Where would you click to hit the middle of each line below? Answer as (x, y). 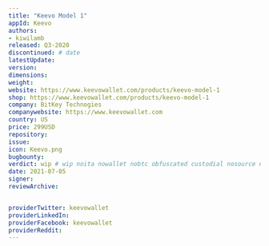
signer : (21, 179)
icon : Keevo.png (35, 149)
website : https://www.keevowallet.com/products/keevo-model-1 (114, 90)
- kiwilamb (26, 38)
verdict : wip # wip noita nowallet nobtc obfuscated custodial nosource (132, 165)
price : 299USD (32, 127)
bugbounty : (26, 157)
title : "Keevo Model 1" (48, 16)
